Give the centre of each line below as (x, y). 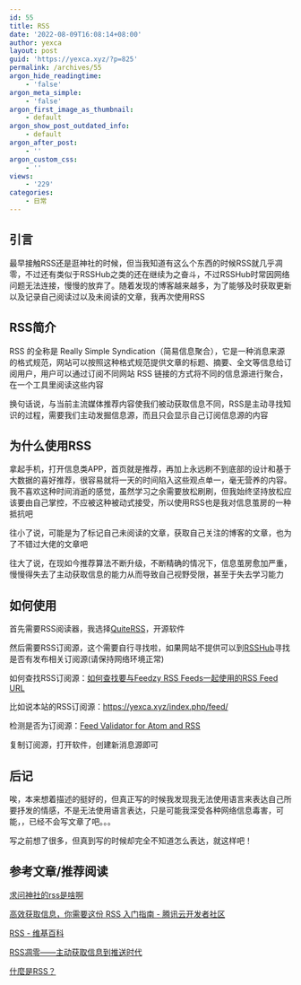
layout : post (34, 51)
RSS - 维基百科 (37, 933)
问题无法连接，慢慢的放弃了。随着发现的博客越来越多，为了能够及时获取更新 (150, 285)
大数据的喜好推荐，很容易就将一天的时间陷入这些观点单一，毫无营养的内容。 (150, 480)
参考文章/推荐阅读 (59, 872)
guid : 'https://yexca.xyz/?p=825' (74, 59)
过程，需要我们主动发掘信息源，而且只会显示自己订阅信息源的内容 (146, 414)
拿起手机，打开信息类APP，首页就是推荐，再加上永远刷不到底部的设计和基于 (150, 469)
